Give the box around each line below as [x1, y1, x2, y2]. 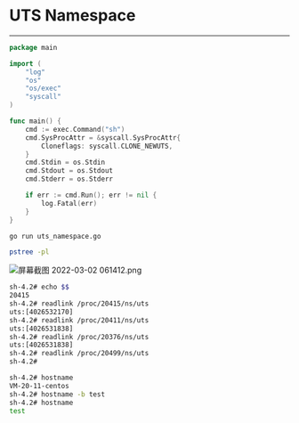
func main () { [9, 117, 62, 126]
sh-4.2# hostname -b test [9, 389, 105, 399]
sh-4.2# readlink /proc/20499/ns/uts [9, 349, 149, 358]
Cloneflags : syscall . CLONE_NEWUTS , [41, 142, 174, 150]
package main [9, 43, 58, 52]
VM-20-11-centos [9, 381, 69, 390]
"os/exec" [25, 84, 62, 94]
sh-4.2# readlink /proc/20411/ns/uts [9, 315, 149, 325]
